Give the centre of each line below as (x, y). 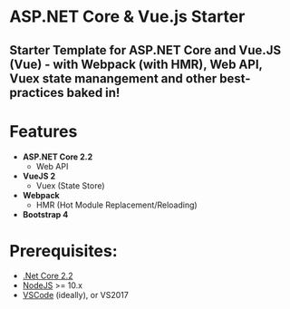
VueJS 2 (39, 176)
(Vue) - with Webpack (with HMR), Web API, (136, 64)
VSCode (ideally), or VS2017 (75, 295)
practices (37, 92)
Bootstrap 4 (45, 214)
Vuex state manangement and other (113, 78)
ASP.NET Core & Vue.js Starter (127, 17)
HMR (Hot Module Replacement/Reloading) (116, 205)
